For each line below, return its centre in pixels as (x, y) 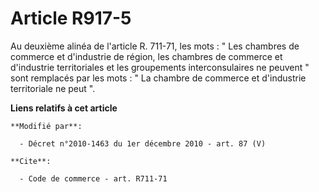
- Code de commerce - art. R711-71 (93, 178)
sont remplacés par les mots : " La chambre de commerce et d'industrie (158, 78)
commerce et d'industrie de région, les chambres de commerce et (146, 56)
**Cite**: (31, 161)
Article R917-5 (71, 18)
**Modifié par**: (46, 126)
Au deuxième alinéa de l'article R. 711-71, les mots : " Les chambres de (155, 46)
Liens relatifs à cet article (64, 108)
